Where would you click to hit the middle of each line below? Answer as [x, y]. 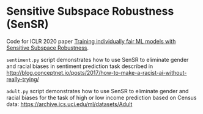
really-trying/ [23, 79]
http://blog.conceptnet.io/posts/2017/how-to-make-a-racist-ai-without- [97, 72]
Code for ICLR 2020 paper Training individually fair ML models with [91, 41]
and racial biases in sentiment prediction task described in [80, 66]
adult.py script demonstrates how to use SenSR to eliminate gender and [98, 91]
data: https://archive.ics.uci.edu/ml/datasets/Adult [69, 104]
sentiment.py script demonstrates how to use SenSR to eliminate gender [98, 59]
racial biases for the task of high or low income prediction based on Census [102, 97]
